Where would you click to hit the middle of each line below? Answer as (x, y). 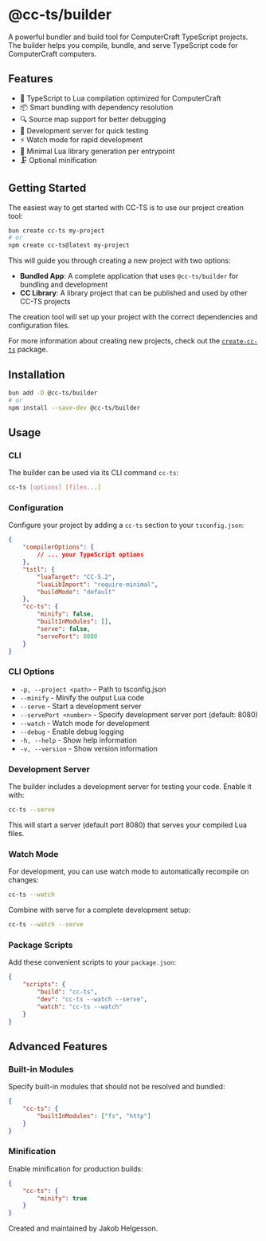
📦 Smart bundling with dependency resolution (96, 107)
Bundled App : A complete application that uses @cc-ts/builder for (129, 276)
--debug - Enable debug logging (72, 732)
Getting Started (47, 188)
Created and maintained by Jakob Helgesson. (83, 1228)
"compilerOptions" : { (58, 547)
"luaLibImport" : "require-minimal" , (98, 585)
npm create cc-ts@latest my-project (69, 245)
